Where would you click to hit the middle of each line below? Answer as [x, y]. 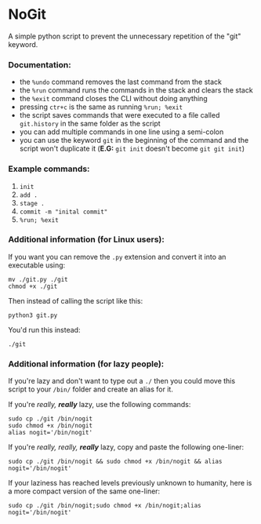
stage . [32, 203]
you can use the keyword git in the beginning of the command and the [134, 140]
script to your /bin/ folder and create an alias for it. [91, 389]
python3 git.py [33, 315]
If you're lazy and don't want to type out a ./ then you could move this [122, 381]
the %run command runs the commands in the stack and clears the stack [136, 90]
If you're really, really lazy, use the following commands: [100, 405]
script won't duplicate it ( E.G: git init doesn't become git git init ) [132, 149]
